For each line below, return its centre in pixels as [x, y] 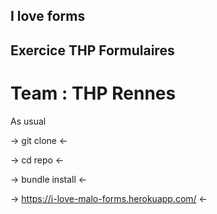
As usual [28, 121]
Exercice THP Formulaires [92, 50]
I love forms [48, 16]
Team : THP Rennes [93, 93]
